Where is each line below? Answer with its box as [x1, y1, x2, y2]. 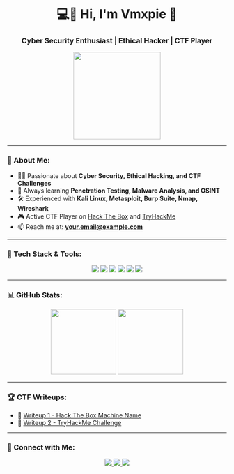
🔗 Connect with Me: [7, 442, 75, 452]
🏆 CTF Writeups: [7, 392, 68, 402]
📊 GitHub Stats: [7, 290, 63, 299]
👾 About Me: [7, 156, 50, 165]
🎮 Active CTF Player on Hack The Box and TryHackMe [17, 212, 176, 221]
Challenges [17, 179, 52, 187]
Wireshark [17, 204, 49, 212]
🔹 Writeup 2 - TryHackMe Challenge [17, 418, 122, 427]
